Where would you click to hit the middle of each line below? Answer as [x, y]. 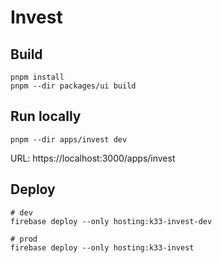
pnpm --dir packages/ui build [73, 86]
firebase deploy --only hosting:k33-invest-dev [111, 221]
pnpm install [37, 77]
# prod [24, 239]
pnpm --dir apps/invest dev [69, 139]
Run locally [46, 116]
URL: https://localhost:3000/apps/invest [93, 158]
